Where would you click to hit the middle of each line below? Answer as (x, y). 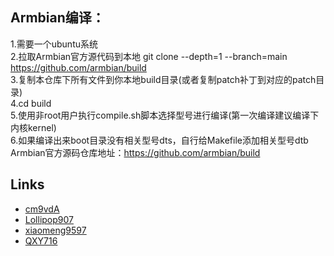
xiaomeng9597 (55, 230)
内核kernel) (33, 127)
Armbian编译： (57, 18)
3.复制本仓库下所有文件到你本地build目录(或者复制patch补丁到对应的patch (163, 79)
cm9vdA (42, 209)
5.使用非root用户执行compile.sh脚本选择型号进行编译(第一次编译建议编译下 (165, 115)
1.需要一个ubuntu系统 (54, 44)
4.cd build (31, 103)
